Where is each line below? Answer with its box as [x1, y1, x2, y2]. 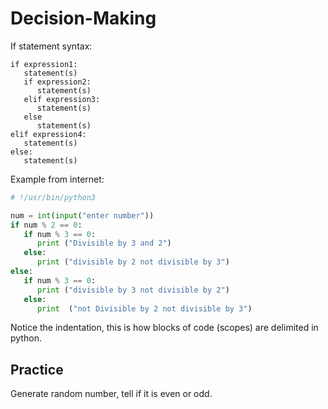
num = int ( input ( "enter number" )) [10, 210, 155, 221]
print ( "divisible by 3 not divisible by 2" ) [36, 285, 230, 295]
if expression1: [10, 59, 78, 69]
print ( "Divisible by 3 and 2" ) [36, 238, 172, 249]
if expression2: [23, 77, 92, 87]
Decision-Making [10, 7, 157, 30]
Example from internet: [10, 173, 105, 185]
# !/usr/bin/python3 [10, 192, 97, 202]
